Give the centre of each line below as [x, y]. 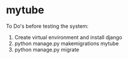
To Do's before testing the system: [47, 26]
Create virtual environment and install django [68, 37]
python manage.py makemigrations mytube [67, 43]
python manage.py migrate [47, 49]
